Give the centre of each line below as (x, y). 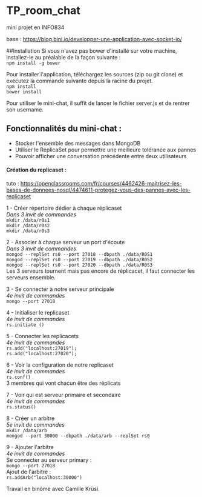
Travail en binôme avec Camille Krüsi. (53, 489)
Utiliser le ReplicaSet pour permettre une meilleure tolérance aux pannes (106, 150)
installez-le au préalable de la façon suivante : (64, 57)
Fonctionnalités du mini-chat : (64, 129)
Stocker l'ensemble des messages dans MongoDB (78, 143)
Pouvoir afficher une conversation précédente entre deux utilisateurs (101, 156)
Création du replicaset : (36, 170)
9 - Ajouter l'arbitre (30, 447)
